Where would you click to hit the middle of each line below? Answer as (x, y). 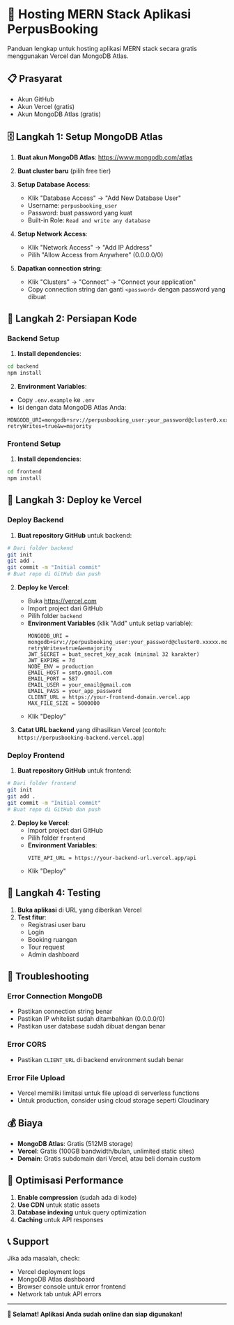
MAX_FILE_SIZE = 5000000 (64, 703)
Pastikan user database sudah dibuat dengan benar (91, 1026)
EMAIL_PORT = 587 (53, 679)
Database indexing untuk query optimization (81, 1212)
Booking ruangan (52, 939)
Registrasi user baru (56, 924)
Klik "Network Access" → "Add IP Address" (90, 247)
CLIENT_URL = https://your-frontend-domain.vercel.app (109, 697)
